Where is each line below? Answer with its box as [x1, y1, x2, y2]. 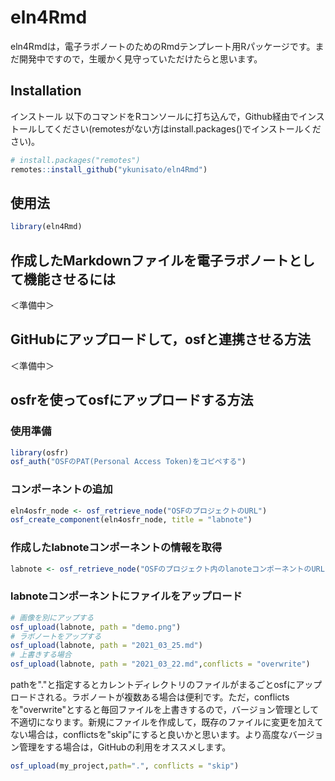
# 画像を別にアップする [10, 612, 95, 623]
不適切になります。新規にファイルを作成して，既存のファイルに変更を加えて [10, 716, 324, 728]
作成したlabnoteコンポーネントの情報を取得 [10, 541, 223, 555]
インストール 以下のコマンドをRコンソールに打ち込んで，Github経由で [10, 110, 299, 122]
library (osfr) [10, 447, 70, 458]
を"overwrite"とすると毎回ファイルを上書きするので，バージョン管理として [10, 704, 320, 716]
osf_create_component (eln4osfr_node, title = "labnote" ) [10, 515, 253, 525]
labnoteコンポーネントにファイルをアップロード [10, 589, 243, 603]
